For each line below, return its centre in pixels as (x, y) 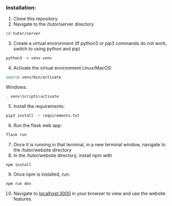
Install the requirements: (39, 106)
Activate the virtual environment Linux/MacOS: (63, 68)
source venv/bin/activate (33, 77)
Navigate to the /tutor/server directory (53, 24)
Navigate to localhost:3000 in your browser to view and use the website (89, 194)
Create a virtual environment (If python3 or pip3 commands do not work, (90, 43)
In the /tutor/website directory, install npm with (63, 155)
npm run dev (18, 184)
